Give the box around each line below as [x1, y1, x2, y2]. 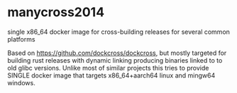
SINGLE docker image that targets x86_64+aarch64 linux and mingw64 [7, 71, 216, 80]
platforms [7, 35, 35, 43]
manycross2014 [7, 4, 105, 20]
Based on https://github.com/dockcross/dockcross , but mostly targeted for [7, 49, 227, 57]
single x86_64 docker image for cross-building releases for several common [7, 27, 231, 36]
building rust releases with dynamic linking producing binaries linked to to [7, 56, 223, 64]
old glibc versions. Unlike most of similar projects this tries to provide [7, 63, 209, 72]
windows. [7, 78, 35, 87]
